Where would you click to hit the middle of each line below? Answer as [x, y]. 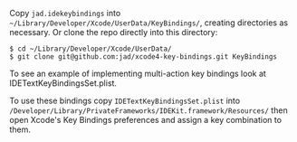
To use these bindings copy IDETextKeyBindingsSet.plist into [125, 100]
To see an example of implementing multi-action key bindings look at [138, 73]
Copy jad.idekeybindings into [65, 13]
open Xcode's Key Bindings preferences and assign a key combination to [146, 120]
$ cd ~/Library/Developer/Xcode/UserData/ [91, 49]
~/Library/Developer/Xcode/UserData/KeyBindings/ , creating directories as [148, 23]
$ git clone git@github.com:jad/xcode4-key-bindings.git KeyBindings [144, 57]
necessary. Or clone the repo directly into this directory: [114, 32]
